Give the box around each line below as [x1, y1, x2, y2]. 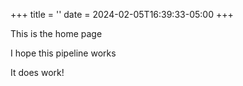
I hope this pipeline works [10, 47, 117, 59]
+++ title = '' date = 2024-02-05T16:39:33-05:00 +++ [10, 9, 234, 20]
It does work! [10, 67, 65, 78]
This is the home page [10, 28, 103, 39]
